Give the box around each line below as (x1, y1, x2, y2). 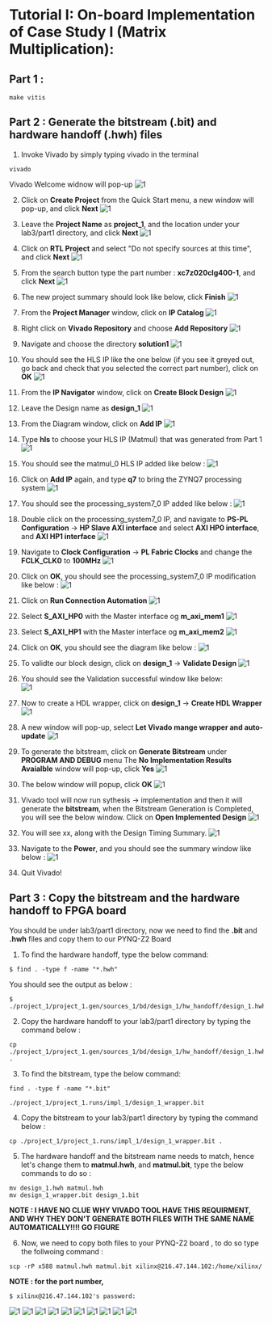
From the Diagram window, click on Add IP (20, 419, 162, 428)
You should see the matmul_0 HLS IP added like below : (20, 458, 206, 468)
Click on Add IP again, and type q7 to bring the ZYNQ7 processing (20, 474, 242, 484)
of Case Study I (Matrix (9, 23, 167, 41)
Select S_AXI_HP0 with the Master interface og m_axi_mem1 (20, 611, 224, 621)
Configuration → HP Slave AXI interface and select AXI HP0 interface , (20, 523, 260, 533)
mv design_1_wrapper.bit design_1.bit (9, 1190, 140, 1199)
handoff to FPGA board (9, 904, 128, 918)
